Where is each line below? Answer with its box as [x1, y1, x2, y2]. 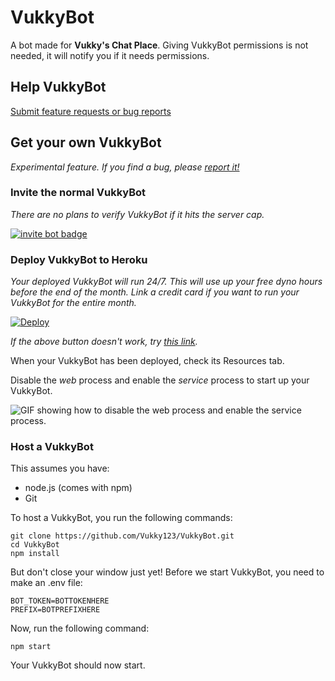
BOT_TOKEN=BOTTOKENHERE [10, 596, 110, 606]
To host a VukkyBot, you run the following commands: [10, 512, 233, 524]
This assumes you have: [10, 462, 110, 475]
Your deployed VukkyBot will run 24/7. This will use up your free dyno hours [10, 276, 323, 288]
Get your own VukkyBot [10, 134, 162, 151]
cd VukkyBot [10, 540, 60, 550]
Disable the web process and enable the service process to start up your [10, 374, 310, 386]
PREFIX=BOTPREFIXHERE [10, 605, 101, 615]
